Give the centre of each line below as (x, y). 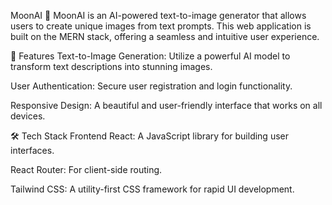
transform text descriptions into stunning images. (111, 66)
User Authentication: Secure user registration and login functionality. (151, 86)
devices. (28, 116)
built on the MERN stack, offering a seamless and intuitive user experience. (165, 36)
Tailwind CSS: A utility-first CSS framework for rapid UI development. (152, 189)
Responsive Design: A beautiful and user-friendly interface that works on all (166, 105)
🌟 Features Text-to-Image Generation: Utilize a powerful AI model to (150, 56)
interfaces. (32, 150)
